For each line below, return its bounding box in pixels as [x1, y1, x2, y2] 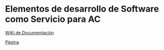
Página [5, 39, 19, 45]
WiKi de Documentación [5, 30, 54, 35]
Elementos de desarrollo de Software [5, 3, 159, 15]
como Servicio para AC [5, 14, 101, 25]
